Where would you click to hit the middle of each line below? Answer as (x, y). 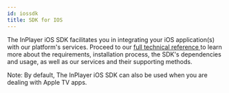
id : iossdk (23, 13)
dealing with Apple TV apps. (47, 82)
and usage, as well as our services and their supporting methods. (100, 61)
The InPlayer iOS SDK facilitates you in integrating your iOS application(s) (111, 39)
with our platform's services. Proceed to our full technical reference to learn (115, 47)
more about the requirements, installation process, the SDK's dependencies (114, 54)
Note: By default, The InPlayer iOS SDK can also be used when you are (107, 75)
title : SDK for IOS (35, 20)
